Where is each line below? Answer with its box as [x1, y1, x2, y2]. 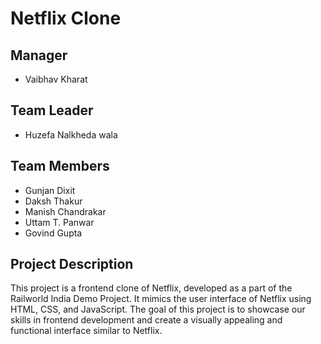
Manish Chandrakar [24, 205, 107, 217]
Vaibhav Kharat [24, 73, 88, 85]
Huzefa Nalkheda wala [24, 128, 118, 141]
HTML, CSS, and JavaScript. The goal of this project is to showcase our [10, 303, 306, 316]
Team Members [10, 158, 110, 175]
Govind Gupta [24, 227, 83, 239]
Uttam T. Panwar [24, 216, 95, 228]
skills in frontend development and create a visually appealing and [10, 314, 283, 326]
